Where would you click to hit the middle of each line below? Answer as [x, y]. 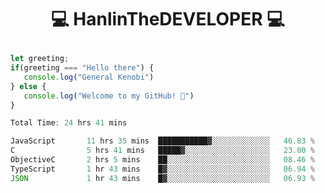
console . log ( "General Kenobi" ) [89, 77]
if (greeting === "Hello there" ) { [82, 68]
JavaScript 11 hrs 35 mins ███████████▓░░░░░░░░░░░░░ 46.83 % [162, 141]
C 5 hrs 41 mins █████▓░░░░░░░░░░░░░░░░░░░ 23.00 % [162, 151]
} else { [28, 86]
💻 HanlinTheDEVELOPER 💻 [168, 19]
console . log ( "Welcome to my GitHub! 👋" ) [109, 96]
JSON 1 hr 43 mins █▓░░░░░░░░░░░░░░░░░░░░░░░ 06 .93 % [162, 178]
